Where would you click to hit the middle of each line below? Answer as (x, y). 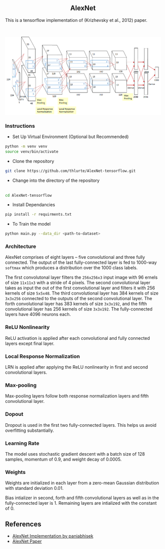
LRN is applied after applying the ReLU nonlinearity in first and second (77, 367)
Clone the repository (33, 161)
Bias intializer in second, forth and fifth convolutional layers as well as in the (82, 498)
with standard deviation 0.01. (34, 488)
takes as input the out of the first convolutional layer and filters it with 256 (80, 288)
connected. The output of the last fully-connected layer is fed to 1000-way (81, 262)
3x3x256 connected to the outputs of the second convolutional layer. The (79, 299)
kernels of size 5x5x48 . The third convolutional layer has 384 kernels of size (82, 293)
